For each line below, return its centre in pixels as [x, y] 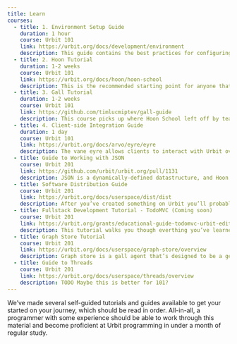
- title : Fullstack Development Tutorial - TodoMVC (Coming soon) [113, 211]
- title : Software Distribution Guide [71, 184]
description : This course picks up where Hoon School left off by [120, 118]
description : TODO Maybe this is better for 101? [95, 283]
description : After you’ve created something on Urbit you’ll [113, 204]
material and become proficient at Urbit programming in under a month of [114, 325]
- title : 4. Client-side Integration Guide [78, 125]
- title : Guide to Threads [53, 263]
